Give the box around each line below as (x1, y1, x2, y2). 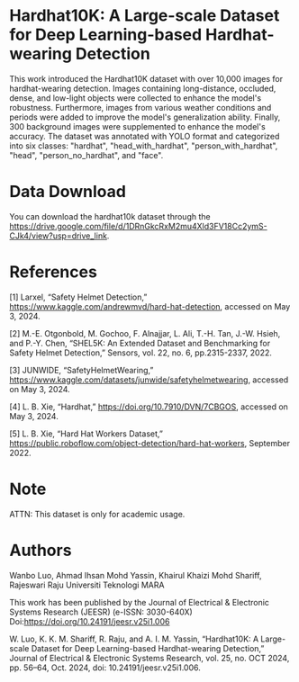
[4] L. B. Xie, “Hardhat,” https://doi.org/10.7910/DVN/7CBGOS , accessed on (9, 401, 288, 412)
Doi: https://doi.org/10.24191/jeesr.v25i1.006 (9, 615, 170, 626)
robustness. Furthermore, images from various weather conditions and (9, 102, 272, 112)
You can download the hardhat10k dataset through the (9, 211, 211, 221)
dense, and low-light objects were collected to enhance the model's (9, 92, 262, 103)
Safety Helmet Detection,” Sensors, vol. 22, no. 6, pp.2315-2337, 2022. (9, 347, 273, 358)
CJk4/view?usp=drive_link (9, 230, 108, 241)
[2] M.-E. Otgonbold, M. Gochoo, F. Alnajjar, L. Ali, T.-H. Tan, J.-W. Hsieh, (9, 328, 281, 338)
